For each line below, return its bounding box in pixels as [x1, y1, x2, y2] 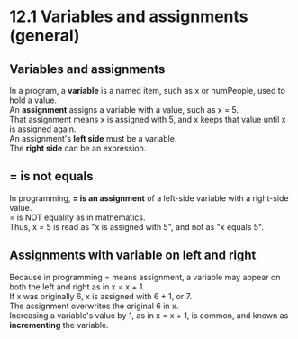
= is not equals [9, 169, 94, 184]
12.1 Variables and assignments [9, 6, 249, 27]
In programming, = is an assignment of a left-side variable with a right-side [9, 192, 289, 204]
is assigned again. [9, 124, 77, 134]
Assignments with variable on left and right [9, 248, 257, 263]
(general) [9, 25, 80, 46]
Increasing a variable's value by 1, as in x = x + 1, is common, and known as [9, 309, 289, 321]
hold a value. [9, 95, 57, 105]
